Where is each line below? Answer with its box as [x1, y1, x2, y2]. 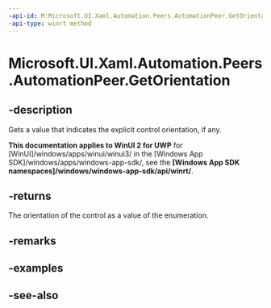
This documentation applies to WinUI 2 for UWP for [8, 140, 183, 150]
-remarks [8, 234, 56, 248]
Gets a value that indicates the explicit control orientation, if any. [8, 124, 222, 134]
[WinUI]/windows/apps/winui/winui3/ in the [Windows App [8, 148, 203, 158]
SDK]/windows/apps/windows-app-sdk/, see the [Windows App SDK [8, 157, 240, 167]
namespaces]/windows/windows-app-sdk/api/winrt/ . [8, 166, 194, 176]
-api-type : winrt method [8, 19, 92, 27]
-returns [8, 189, 52, 202]
